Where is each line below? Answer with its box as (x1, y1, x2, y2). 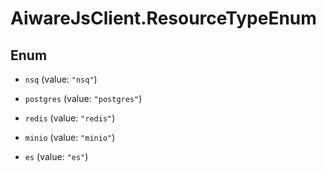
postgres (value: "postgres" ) (24, 93, 143, 104)
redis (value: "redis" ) (24, 112, 116, 124)
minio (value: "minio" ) (24, 132, 116, 143)
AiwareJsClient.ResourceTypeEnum (10, 7, 317, 30)
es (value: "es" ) (24, 151, 89, 162)
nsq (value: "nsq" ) (24, 73, 98, 85)
